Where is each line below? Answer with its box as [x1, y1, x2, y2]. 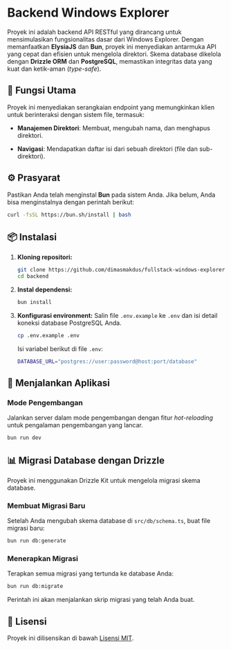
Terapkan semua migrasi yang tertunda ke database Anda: [7, 569, 174, 578]
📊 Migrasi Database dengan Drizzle [7, 454, 165, 466]
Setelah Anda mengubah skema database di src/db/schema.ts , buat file [7, 517, 211, 525]
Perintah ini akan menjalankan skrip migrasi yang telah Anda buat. [7, 596, 195, 604]
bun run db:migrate [7, 583, 64, 590]
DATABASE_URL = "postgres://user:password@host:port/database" [17, 358, 198, 365]
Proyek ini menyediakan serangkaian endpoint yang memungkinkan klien [7, 103, 215, 112]
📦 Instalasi [7, 231, 57, 243]
